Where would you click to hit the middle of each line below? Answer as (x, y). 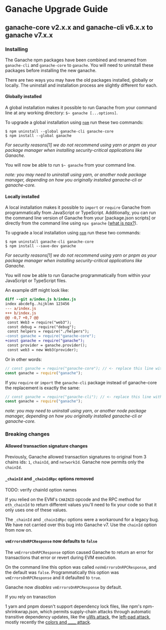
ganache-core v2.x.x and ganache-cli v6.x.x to (79, 27)
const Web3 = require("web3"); (39, 322)
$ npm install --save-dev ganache (41, 246)
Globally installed (23, 96)
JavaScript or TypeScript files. (36, 281)
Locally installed (22, 196)
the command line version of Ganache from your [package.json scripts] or (81, 218)
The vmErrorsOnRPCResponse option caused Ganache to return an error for (79, 552)
